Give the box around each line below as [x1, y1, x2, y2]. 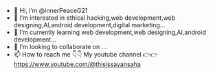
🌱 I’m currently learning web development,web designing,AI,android [13, 28, 206, 36]
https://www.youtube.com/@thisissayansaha [13, 60, 141, 68]
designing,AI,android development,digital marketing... [13, 21, 166, 29]
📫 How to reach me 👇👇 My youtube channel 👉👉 [13, 50, 158, 58]
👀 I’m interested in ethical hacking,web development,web [13, 14, 176, 22]
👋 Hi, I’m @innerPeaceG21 [13, 7, 88, 14]
